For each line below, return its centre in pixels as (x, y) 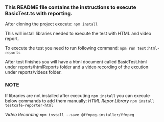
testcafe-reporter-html (29, 105)
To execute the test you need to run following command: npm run (70, 48)
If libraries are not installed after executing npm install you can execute (78, 95)
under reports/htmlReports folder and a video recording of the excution (77, 67)
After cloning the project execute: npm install (51, 24)
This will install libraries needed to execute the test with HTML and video (78, 34)
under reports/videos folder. (34, 72)
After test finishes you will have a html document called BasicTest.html (76, 62)
